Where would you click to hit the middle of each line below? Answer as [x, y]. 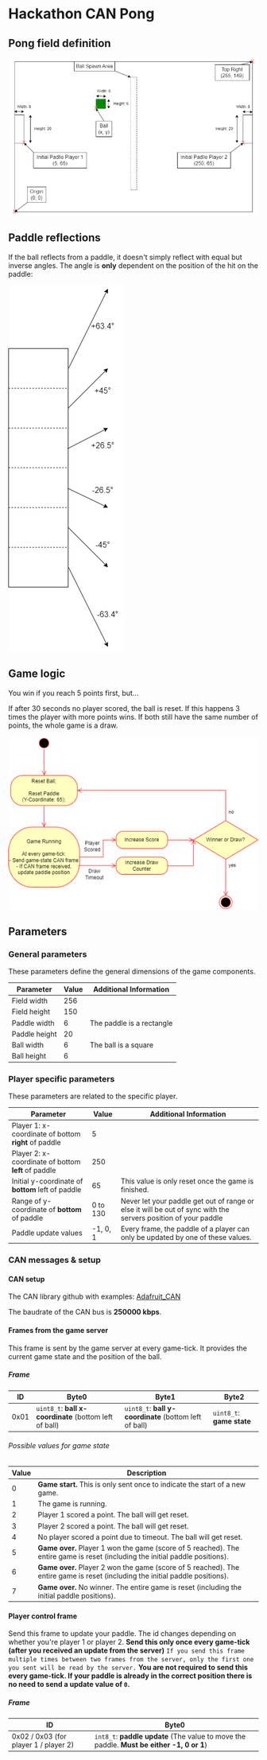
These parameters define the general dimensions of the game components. [132, 972]
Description [147, 1473]
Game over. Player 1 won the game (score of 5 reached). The [139, 1548]
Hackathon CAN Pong [81, 14]
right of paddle [36, 1142]
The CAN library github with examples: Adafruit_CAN [95, 1296]
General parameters [48, 954]
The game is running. [72, 1504]
